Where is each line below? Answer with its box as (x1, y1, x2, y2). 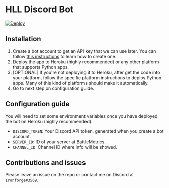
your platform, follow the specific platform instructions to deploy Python (12, 74, 162, 81)
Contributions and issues (5, 158, 86, 167)
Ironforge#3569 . (5, 177, 39, 183)
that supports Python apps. (12, 64, 69, 70)
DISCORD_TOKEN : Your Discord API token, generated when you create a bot (12, 128, 164, 134)
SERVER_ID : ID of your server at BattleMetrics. (12, 139, 106, 145)
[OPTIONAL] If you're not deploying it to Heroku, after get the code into (12, 69, 160, 75)
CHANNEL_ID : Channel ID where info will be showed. (12, 144, 117, 150)
